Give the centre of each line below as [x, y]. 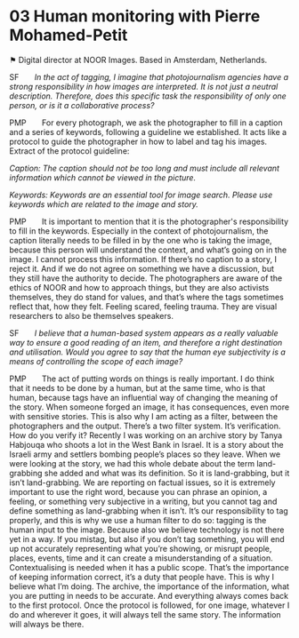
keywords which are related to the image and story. [104, 204]
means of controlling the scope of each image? [96, 361]
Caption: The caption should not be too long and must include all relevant [145, 168]
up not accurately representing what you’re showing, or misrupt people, [141, 548]
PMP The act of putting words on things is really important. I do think [142, 379]
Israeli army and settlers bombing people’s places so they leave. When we [145, 454]
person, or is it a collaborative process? [82, 105]
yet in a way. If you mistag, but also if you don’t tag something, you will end [147, 538]
